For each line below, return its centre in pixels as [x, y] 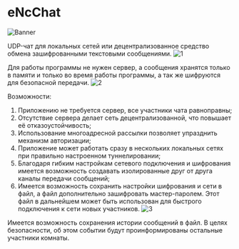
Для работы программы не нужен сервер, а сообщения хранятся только [119, 67]
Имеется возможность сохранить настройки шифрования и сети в [120, 186]
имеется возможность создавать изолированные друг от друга [115, 171]
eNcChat [34, 12]
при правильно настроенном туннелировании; [89, 156]
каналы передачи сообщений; [64, 178]
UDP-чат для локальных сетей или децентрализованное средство [108, 46]
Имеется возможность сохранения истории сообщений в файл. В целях [118, 223]
